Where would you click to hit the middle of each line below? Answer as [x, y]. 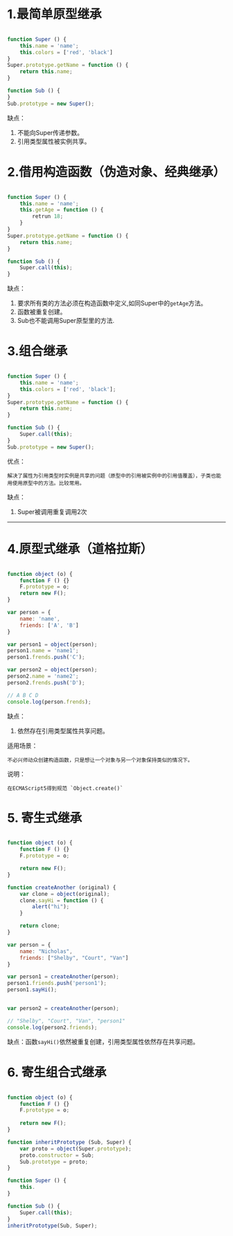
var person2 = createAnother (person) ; [63, 1009]
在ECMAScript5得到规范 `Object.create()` [65, 788]
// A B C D [23, 695]
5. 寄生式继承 [44, 818]
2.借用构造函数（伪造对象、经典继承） [116, 172]
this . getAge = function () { [62, 210]
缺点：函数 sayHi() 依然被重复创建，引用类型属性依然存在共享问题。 [103, 1041]
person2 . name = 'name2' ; [43, 676]
